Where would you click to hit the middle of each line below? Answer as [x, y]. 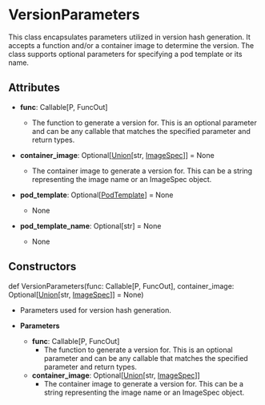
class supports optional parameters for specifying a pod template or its [125, 54]
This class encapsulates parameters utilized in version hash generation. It [129, 37]
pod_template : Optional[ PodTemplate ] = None [96, 195]
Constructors [42, 267]
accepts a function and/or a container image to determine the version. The [131, 45]
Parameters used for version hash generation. [96, 310]
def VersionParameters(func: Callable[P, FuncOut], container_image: [121, 286]
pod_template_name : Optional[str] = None [90, 225]
